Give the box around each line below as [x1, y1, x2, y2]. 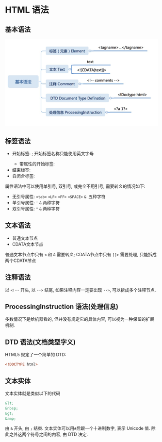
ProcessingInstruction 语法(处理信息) [5, 303, 119, 311]
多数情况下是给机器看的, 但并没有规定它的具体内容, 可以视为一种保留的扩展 [5, 316, 154, 322]
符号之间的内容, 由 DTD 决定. [30, 431, 88, 437]
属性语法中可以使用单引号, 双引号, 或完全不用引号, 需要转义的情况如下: [5, 183, 146, 189]
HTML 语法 [5, 4, 49, 16]
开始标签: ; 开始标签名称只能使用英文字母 [12, 151, 94, 157]
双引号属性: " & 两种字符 [12, 206, 60, 212]
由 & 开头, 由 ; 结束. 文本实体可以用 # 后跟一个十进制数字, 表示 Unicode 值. [5, 426, 150, 431]
